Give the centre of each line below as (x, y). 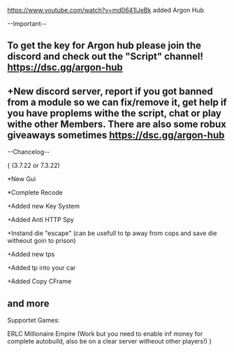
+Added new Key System (44, 206)
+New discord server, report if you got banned (110, 91)
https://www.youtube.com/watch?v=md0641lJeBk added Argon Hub (106, 10)
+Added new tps (31, 254)
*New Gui (22, 179)
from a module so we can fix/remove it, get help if (117, 102)
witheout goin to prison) (42, 241)
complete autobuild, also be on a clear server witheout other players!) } (110, 342)
